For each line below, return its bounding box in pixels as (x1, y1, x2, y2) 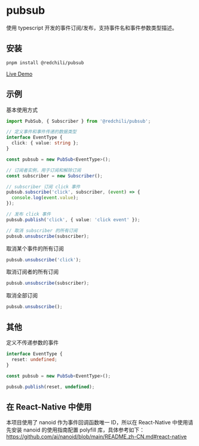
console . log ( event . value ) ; (11, 195, 79, 201)
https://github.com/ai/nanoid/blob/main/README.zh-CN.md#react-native (6, 433, 187, 441)
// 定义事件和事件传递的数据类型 (6, 129, 76, 135)
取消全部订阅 (6, 292, 38, 299)
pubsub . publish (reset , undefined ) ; (6, 384, 95, 390)
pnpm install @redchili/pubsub (6, 59, 84, 66)
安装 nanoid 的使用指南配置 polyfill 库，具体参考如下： (11, 426, 145, 433)
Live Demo (6, 70, 33, 77)
